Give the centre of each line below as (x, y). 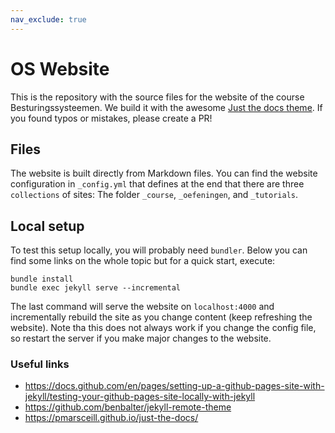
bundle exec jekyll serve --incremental (96, 288)
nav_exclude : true (48, 19)
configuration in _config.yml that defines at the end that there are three (157, 184)
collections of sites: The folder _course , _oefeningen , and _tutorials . (154, 195)
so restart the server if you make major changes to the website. (141, 338)
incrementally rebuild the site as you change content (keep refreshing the (161, 317)
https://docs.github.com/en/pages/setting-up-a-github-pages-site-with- (174, 386)
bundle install (42, 279)
